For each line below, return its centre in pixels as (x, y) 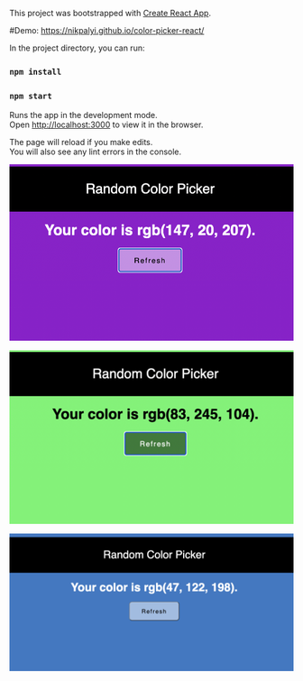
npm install (36, 72)
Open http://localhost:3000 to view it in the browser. (106, 124)
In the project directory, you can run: (77, 48)
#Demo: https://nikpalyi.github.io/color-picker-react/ (107, 30)
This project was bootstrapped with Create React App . (110, 13)
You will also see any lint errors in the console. (96, 152)
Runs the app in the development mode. (83, 115)
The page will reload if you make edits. (81, 143)
